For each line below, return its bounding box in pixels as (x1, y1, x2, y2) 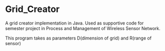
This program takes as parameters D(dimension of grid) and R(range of (5, 35, 151, 41)
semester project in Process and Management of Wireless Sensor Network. (5, 25, 161, 31)
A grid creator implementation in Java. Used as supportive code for (5, 20, 144, 26)
